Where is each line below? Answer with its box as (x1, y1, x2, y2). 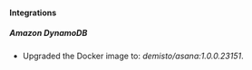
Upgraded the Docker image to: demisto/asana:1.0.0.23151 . (22, 50, 244, 61)
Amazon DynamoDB (9, 28, 88, 39)
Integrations (9, 7, 57, 18)
